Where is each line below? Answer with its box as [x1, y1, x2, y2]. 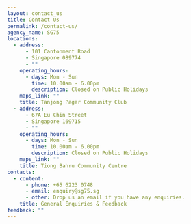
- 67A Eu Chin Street [25, 111, 88, 118]
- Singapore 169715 [25, 117, 81, 125]
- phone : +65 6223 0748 [25, 182, 94, 188]
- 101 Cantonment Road [25, 48, 90, 55]
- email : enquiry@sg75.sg [25, 188, 99, 195]
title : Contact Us [7, 16, 60, 23]
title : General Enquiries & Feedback [19, 201, 127, 208]
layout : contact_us [7, 10, 63, 17]
